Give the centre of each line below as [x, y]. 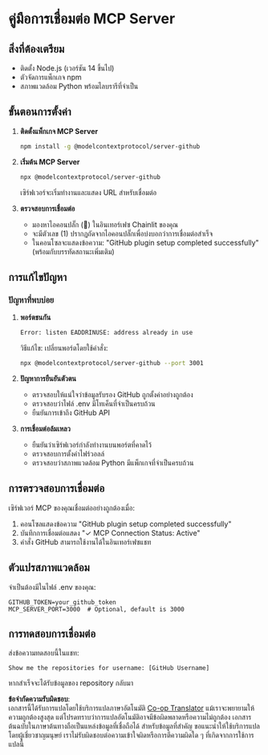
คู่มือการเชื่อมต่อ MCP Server [92, 19]
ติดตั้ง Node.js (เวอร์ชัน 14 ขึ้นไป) [67, 68]
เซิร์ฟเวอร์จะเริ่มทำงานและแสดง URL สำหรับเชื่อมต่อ [88, 192]
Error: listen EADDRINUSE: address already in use [106, 333]
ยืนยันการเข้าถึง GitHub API [71, 412]
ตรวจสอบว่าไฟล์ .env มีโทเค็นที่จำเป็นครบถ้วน [93, 404]
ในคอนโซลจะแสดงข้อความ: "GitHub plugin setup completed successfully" [145, 242]
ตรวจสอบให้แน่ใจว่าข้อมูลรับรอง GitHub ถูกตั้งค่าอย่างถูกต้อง [113, 394]
